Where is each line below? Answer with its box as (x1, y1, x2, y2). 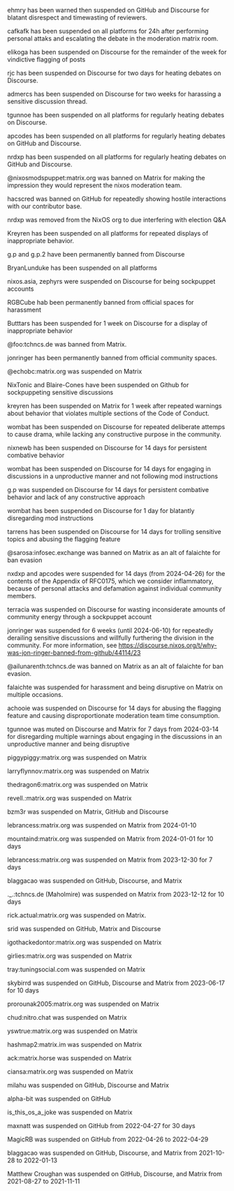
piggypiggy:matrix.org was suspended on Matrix (7, 753, 147, 761)
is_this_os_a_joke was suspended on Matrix (7, 1108, 133, 1116)
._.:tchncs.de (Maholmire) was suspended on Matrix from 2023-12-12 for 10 (7, 890, 225, 898)
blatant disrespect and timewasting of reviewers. (7, 13, 148, 22)
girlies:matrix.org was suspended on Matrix (7, 952, 133, 960)
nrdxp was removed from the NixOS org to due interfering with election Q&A (7, 216, 226, 224)
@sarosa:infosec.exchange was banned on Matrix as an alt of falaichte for (7, 549, 221, 556)
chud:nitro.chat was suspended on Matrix (7, 1013, 127, 1021)
